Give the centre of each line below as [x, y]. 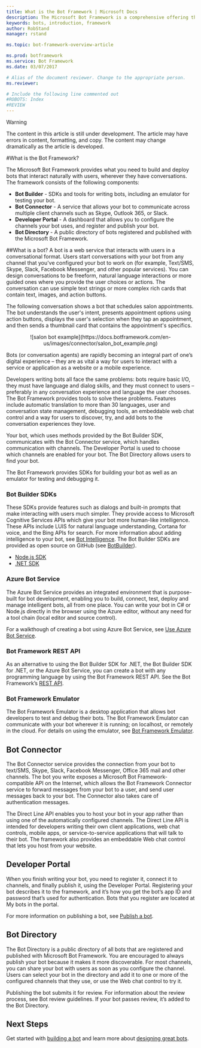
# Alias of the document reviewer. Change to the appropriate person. [96, 78]
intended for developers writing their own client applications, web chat [93, 826]
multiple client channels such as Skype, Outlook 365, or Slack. [92, 213]
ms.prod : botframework [34, 56]
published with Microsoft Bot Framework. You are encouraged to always [95, 955]
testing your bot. [35, 200]
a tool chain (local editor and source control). [62, 617]
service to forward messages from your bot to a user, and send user [90, 789]
